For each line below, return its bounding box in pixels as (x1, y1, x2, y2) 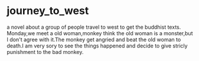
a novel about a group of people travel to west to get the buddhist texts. (6, 23, 181, 30)
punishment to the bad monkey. (6, 48, 84, 55)
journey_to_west (6, 4, 89, 18)
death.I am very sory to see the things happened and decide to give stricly (6, 42, 188, 49)
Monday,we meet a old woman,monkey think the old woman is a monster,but (6, 29, 193, 36)
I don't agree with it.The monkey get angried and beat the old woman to (6, 36, 181, 43)
